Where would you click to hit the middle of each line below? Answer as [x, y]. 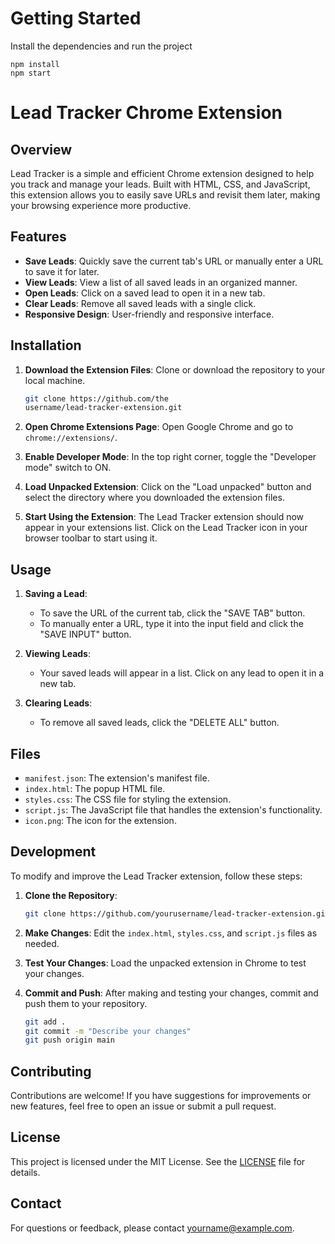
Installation [46, 345]
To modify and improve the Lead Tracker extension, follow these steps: [156, 876]
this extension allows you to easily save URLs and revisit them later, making [165, 194]
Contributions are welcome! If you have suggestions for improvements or [161, 1096]
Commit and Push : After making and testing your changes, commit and [171, 993]
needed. [42, 943]
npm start [31, 73]
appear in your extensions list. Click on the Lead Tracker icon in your [166, 528]
